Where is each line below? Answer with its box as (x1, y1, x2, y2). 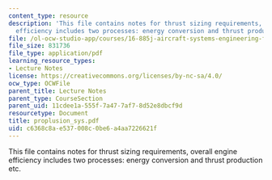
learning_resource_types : (8, 57, 96, 65)
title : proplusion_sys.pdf (8, 117, 100, 125)
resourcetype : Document (8, 110, 89, 118)
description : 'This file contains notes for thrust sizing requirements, (8, 19, 263, 27)
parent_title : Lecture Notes (8, 86, 107, 95)
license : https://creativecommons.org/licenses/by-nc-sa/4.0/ (8, 72, 223, 80)
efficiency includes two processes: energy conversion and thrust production (8, 155, 263, 165)
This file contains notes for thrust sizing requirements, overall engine (8, 146, 237, 156)
